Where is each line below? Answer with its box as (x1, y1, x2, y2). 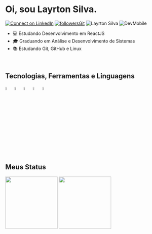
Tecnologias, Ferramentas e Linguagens (5, 72, 135, 80)
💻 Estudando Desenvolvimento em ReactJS (12, 30, 105, 36)
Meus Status (5, 163, 47, 171)
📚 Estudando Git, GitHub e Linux (12, 45, 82, 52)
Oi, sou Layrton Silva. (5, 4, 97, 15)
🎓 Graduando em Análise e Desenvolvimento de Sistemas (12, 38, 135, 44)
